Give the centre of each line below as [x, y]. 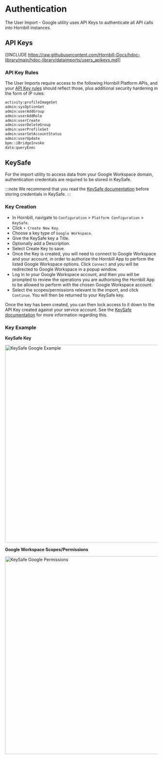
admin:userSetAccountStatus [33, 134]
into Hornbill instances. [28, 27]
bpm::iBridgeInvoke [25, 143]
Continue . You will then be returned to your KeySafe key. [68, 295]
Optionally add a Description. [41, 243]
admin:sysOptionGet [25, 107]
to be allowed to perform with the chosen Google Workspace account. [82, 285]
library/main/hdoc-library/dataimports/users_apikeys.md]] [63, 60]
